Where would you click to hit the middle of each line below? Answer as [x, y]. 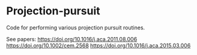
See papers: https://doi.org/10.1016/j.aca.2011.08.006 [72, 39]
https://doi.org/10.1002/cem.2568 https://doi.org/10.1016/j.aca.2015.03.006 [98, 45]
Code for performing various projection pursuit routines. [76, 27]
